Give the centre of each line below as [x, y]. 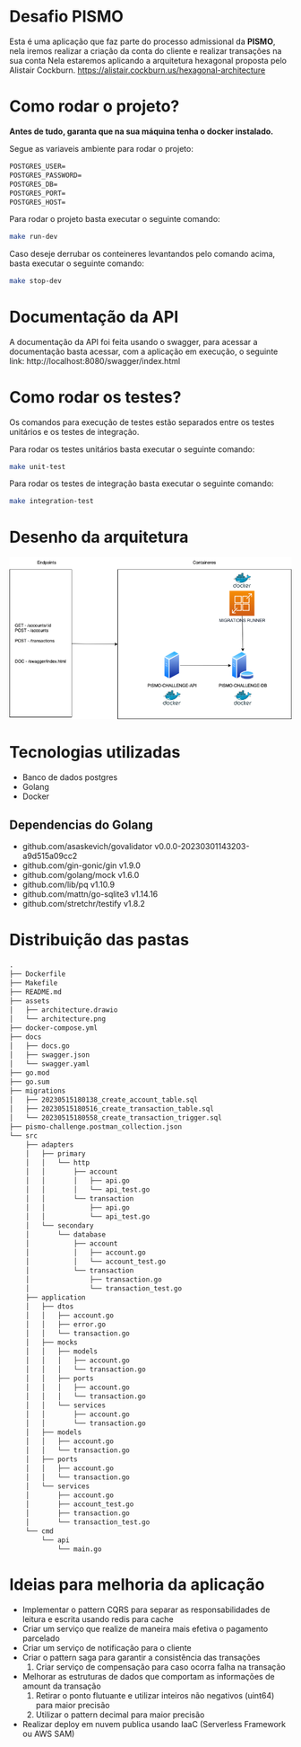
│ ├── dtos [50, 1306]
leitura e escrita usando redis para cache [98, 1618]
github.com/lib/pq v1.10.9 [68, 885]
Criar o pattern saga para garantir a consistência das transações [141, 1657]
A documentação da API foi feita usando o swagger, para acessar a [133, 341]
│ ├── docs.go [39, 1046]
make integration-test [52, 501]
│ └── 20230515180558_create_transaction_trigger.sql [116, 1117]
